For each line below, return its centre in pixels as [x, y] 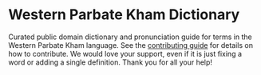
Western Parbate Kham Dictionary [124, 15]
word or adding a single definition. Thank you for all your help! [111, 62]
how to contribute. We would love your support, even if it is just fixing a [125, 53]
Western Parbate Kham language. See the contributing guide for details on [131, 45]
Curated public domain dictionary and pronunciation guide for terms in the [130, 37]
